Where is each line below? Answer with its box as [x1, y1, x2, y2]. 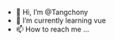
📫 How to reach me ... [15, 24, 89, 34]
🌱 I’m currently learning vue [15, 16, 107, 25]
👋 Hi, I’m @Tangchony [15, 8, 89, 16]
